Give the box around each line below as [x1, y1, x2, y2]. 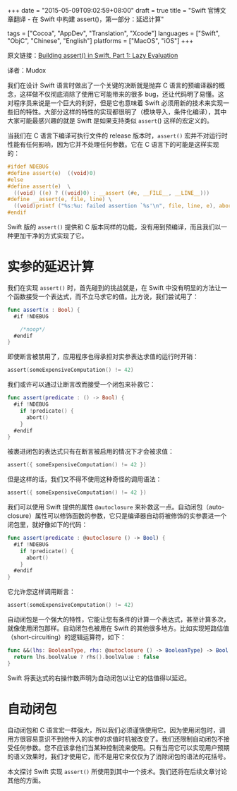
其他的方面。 [7, 775, 44, 785]
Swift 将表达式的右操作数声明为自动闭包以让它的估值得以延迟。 [7, 673, 191, 682]
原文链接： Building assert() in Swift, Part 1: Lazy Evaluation [7, 52, 178, 59]
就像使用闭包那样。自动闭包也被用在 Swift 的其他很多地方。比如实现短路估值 [7, 624, 229, 633]
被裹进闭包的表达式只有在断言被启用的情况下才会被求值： [7, 447, 174, 456]
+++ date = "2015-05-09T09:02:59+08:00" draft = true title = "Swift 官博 [7, 6, 220, 14]
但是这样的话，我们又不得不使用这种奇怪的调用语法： [7, 475, 162, 483]
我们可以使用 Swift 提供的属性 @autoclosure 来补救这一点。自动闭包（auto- [7, 503, 225, 512]
